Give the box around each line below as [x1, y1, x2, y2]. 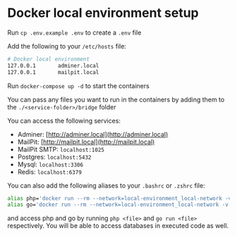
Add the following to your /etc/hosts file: [7, 42, 127, 50]
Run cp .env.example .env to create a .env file [7, 28, 142, 37]
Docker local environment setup [7, 5, 199, 21]
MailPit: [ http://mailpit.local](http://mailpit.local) [17, 138, 155, 146]
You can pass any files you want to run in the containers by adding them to [7, 95, 225, 104]
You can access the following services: [7, 116, 121, 125]
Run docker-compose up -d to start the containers [7, 81, 150, 90]
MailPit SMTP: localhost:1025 [17, 145, 104, 153]
